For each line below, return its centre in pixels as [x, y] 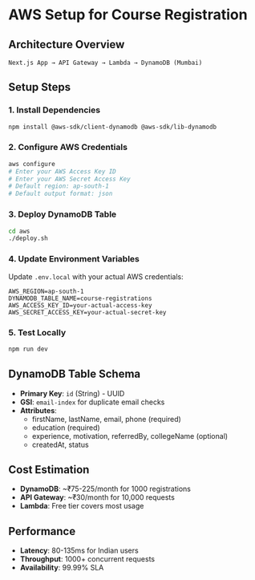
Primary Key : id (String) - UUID [72, 393]
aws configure [32, 164]
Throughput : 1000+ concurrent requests [87, 559]
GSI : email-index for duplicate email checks [92, 402]
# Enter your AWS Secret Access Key [69, 179]
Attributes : [38, 410]
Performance [42, 531]
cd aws [19, 231]
